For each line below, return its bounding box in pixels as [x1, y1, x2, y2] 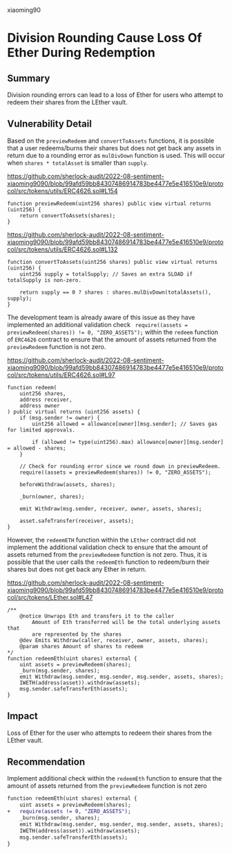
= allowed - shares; [7, 445, 67, 452]
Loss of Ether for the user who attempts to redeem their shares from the [7, 729, 212, 737]
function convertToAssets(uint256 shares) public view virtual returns [7, 258, 217, 265]
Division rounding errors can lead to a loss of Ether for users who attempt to [7, 91, 224, 99]
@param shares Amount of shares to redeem [19, 643, 144, 650]
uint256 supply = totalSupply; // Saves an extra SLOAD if [19, 270, 193, 278]
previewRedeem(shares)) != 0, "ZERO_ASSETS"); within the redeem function [7, 328, 219, 336]
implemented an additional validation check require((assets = [7, 320, 188, 328]
